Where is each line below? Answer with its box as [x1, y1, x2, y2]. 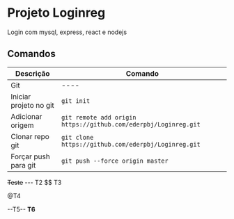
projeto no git [10, 100, 54, 110]
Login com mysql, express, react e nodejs [7, 28, 127, 36]
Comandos [7, 48, 56, 60]
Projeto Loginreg [7, 5, 106, 21]
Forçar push [10, 152, 50, 161]
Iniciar [10, 92, 31, 102]
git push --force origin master [61, 156, 169, 165]
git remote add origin [61, 113, 137, 121]
